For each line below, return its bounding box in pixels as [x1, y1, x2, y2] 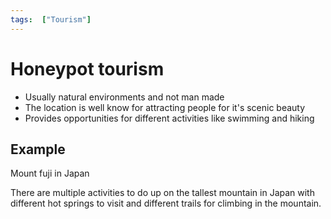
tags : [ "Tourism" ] [10, 14, 92, 25]
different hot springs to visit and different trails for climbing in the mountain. [10, 197, 322, 210]
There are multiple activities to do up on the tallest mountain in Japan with [10, 187, 315, 199]
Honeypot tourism [10, 57, 165, 80]
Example [10, 141, 66, 158]
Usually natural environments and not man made [24, 91, 225, 103]
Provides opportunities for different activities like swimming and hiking [24, 112, 315, 124]
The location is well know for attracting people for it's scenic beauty [24, 101, 306, 113]
